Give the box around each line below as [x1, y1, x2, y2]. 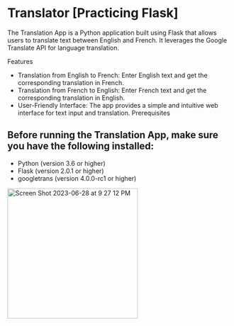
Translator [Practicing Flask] [7, 5, 179, 21]
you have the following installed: [7, 140, 155, 152]
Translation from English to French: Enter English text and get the [17, 71, 208, 79]
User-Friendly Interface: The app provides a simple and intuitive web [17, 101, 218, 109]
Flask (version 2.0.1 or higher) [17, 167, 104, 175]
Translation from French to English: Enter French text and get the [17, 86, 207, 94]
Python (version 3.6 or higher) [17, 159, 106, 167]
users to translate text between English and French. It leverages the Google [7, 35, 228, 44]
